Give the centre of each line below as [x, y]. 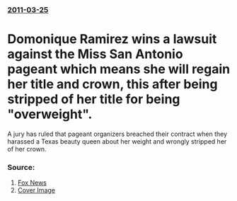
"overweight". [50, 114]
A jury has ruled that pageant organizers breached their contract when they [117, 134]
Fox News [32, 183]
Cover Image [36, 190]
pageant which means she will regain [119, 69]
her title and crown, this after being [112, 85]
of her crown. [27, 149]
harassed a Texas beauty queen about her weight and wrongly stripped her [117, 141]
